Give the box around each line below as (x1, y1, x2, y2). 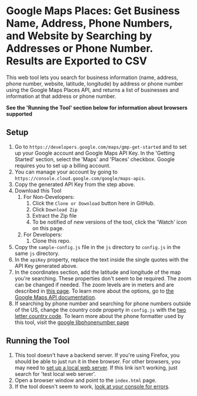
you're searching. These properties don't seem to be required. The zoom (14, 274, 192, 282)
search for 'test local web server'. (14, 370, 96, 377)
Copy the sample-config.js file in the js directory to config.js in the (14, 243, 181, 250)
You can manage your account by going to (14, 168, 118, 175)
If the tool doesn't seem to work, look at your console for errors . (14, 382, 170, 390)
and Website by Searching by (6, 30, 152, 42)
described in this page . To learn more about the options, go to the (14, 287, 175, 294)
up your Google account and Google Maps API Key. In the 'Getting (14, 149, 175, 156)
